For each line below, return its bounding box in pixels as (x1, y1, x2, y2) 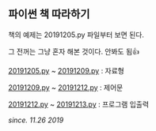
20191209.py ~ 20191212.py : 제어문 (8, 82, 124, 92)
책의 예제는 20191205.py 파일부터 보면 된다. (8, 30, 145, 39)
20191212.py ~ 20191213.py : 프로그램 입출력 (8, 99, 149, 109)
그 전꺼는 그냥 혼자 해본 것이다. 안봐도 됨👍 (8, 47, 140, 56)
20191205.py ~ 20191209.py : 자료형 (8, 65, 124, 75)
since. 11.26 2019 (8, 115, 64, 125)
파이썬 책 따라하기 (8, 7, 90, 21)
